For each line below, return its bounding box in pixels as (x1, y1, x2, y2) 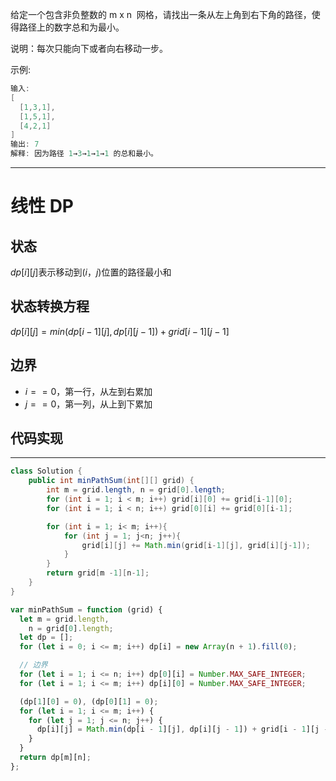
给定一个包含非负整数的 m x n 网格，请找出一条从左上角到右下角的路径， (10, 9, 312, 20)
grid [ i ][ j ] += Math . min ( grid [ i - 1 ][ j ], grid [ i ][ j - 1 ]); (81, 540, 311, 550)
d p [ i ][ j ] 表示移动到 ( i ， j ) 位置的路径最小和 (10, 266, 172, 278)
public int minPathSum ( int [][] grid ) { (28, 476, 195, 486)
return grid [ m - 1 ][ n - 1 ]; (46, 568, 150, 578)
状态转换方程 (10, 298, 90, 315)
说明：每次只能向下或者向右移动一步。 (10, 43, 168, 54)
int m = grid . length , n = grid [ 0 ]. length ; (46, 485, 226, 495)
